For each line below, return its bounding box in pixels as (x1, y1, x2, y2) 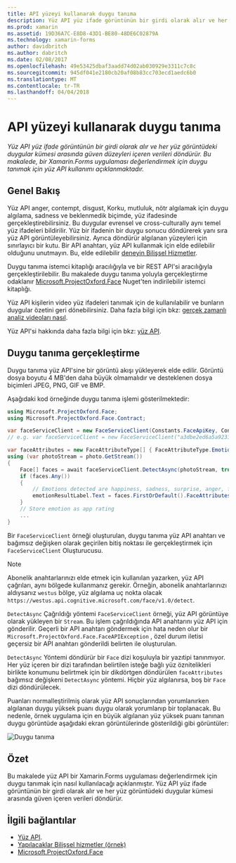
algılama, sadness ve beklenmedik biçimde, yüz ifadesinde (7, 211, 178, 219)
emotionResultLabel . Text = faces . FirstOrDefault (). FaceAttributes (32, 492, 231, 499)
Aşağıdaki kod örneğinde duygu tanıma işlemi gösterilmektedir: (7, 395, 190, 403)
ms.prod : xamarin (7, 23, 58, 30)
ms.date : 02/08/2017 (7, 56, 68, 63)
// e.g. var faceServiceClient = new (7, 434, 118, 441)
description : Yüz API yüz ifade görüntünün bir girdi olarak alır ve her (7, 17, 228, 24)
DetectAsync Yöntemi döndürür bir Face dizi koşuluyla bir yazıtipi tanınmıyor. (7, 653, 226, 661)
